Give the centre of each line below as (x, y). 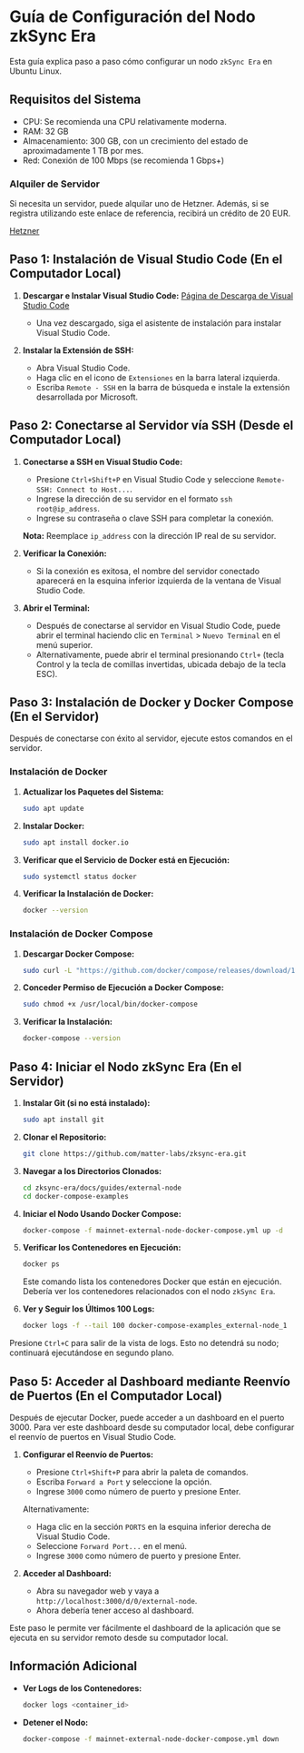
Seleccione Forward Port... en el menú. (112, 1545)
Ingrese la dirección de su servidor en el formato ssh (134, 499)
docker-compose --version (71, 1039)
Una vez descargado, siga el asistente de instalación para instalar (159, 323)
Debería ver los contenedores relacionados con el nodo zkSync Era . (149, 1292)
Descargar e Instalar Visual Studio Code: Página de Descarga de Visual (157, 295)
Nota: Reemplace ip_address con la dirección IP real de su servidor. (149, 535)
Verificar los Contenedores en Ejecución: (102, 1248)
